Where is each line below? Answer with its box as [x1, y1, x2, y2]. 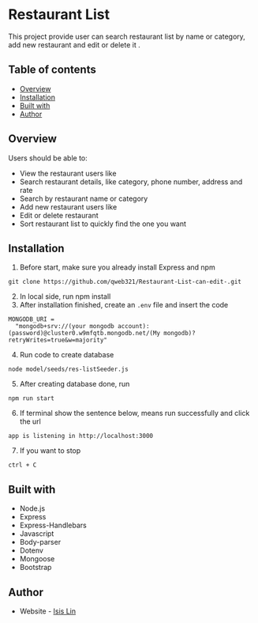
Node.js [19, 504, 46, 513]
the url [19, 417, 41, 426]
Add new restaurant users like [19, 202, 118, 211]
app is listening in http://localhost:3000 [8, 432, 154, 440]
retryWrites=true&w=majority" [8, 336, 108, 345]
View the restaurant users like [19, 168, 117, 178]
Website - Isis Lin [19, 606, 77, 616]
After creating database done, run [19, 379, 130, 389]
